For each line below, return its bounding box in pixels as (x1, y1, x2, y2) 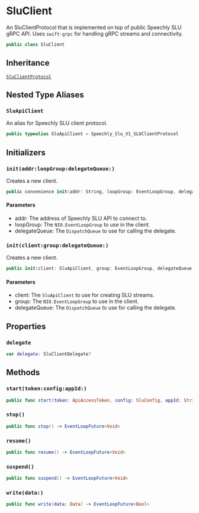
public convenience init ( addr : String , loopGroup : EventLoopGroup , (6, 189, 176, 195)
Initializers (6, 147, 46, 158)
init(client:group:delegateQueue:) (6, 242, 109, 248)
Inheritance (6, 58, 50, 68)
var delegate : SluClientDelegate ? (6, 351, 92, 357)
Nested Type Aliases (6, 90, 84, 100)
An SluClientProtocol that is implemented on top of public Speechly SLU (6, 24, 182, 31)
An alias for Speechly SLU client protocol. (6, 120, 108, 127)
